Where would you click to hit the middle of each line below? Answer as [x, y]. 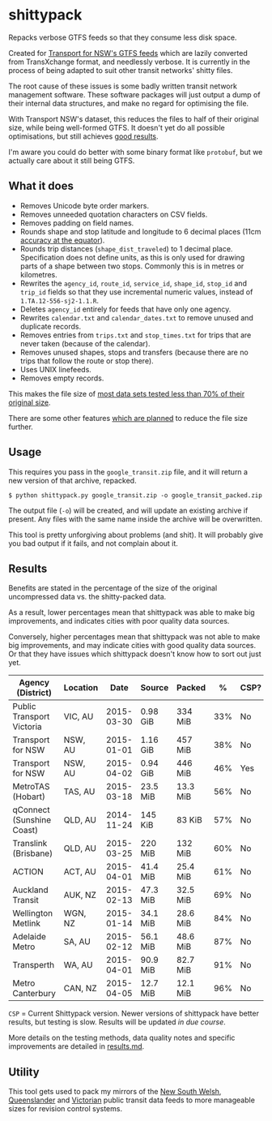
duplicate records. [51, 326]
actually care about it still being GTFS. [72, 161]
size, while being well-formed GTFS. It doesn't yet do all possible [117, 127]
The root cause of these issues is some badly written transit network [123, 86]
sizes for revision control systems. [66, 1109]
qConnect [31, 810]
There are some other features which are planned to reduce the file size [128, 418]
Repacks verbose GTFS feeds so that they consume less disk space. [123, 37]
